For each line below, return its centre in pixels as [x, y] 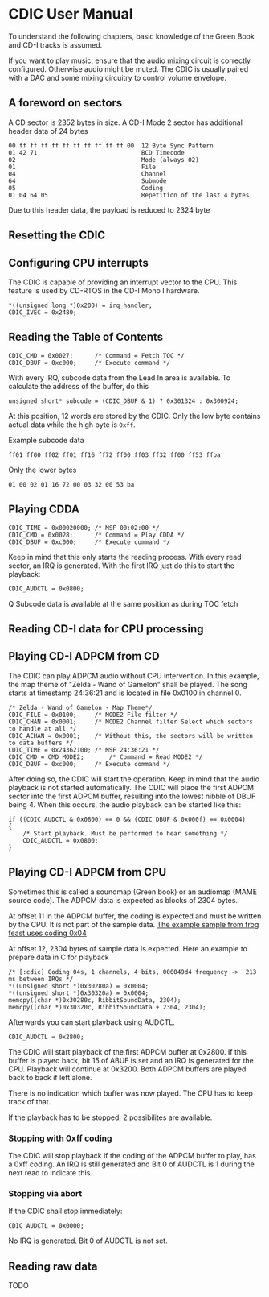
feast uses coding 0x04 [47, 933]
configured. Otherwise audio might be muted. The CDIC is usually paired [128, 68]
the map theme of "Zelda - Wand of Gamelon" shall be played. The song [128, 684]
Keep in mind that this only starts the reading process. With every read [125, 557]
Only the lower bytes [43, 470]
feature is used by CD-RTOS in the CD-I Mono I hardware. [104, 290]
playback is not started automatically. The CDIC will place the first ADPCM [131, 787]
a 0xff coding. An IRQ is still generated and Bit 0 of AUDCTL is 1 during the [131, 1164]
